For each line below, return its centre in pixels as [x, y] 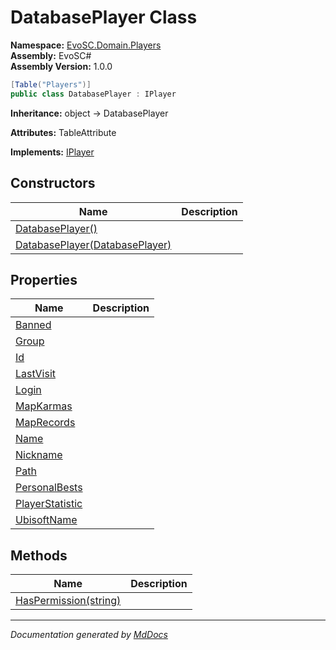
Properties [44, 279]
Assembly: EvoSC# [51, 55]
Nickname [39, 455]
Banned [33, 325]
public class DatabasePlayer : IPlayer [93, 94]
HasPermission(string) [68, 601]
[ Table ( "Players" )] [51, 84]
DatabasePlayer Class [104, 17]
